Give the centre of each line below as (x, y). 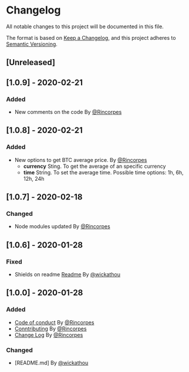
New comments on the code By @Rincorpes (68, 112)
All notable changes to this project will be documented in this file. (85, 26)
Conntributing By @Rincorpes (50, 329)
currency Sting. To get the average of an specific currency (95, 166)
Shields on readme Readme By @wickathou (67, 275)
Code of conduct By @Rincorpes (54, 322)
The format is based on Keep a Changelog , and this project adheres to (91, 38)
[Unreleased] (31, 62)
